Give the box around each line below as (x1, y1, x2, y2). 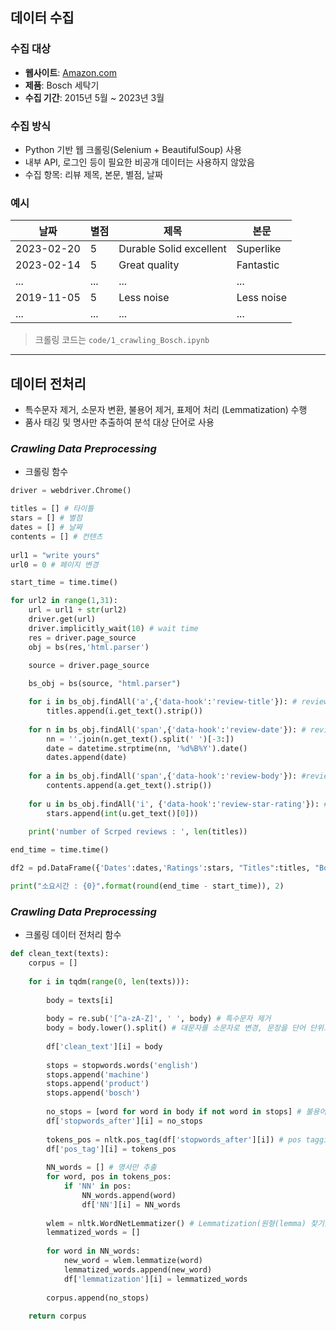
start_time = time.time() (10, 578, 118, 588)
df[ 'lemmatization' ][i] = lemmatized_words (63, 1274, 248, 1284)
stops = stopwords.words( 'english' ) (46, 1060, 199, 1070)
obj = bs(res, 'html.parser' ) (28, 642, 150, 652)
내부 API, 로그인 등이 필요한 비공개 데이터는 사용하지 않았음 (24, 156, 255, 168)
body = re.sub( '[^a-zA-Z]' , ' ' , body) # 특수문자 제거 (46, 1014, 272, 1024)
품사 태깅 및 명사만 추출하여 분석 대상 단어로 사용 (24, 416, 215, 428)
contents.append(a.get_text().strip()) (46, 781, 213, 791)
